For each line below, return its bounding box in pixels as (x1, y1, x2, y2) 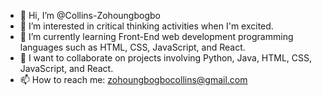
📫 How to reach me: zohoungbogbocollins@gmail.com (19, 74, 248, 85)
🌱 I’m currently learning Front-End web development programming (19, 31, 294, 42)
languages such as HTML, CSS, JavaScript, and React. (19, 41, 246, 53)
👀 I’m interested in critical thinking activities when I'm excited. (19, 20, 274, 32)
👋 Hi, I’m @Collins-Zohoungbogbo (19, 10, 161, 21)
